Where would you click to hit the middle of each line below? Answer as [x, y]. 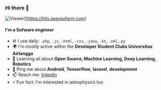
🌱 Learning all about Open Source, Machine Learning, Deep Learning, [84, 59]
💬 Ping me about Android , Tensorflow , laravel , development [75, 69]
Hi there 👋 [17, 8]
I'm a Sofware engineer [30, 30]
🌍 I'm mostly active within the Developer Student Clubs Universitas [82, 46]
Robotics [21, 64]
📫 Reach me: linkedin [35, 75]
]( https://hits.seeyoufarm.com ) [55, 19]
